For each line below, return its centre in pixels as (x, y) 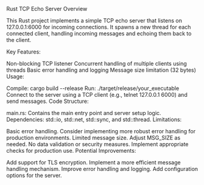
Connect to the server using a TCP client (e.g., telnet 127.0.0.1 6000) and (97, 95)
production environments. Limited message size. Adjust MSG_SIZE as (93, 138)
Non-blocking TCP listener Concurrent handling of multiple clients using (97, 64)
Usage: (15, 76)
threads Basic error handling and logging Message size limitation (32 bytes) (101, 70)
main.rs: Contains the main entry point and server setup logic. (84, 113)
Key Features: (23, 52)
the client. (19, 40)
